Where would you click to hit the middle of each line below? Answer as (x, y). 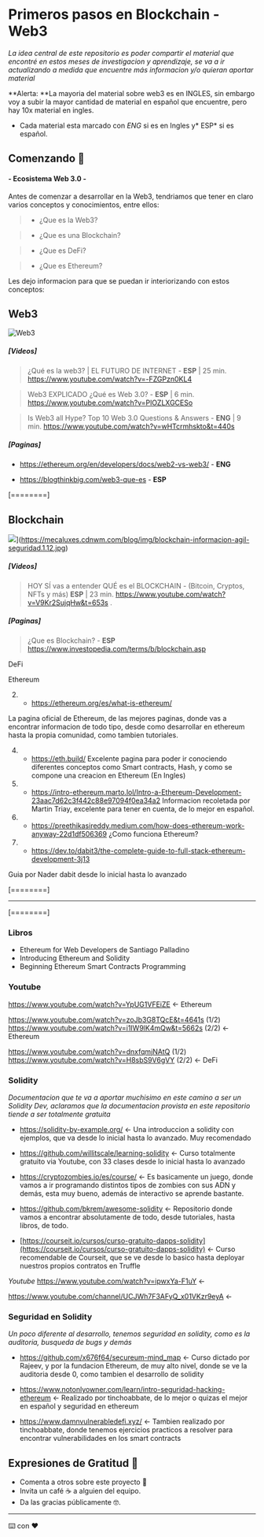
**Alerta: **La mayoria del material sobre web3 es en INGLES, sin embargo (132, 93)
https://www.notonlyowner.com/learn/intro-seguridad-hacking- (122, 1390)
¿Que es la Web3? (68, 220)
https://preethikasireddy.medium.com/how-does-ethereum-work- (138, 826)
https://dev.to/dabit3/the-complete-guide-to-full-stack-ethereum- (138, 851)
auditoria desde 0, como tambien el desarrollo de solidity (112, 1374)
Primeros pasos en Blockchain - (114, 15)
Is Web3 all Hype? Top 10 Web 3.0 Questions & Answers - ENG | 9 (134, 418)
